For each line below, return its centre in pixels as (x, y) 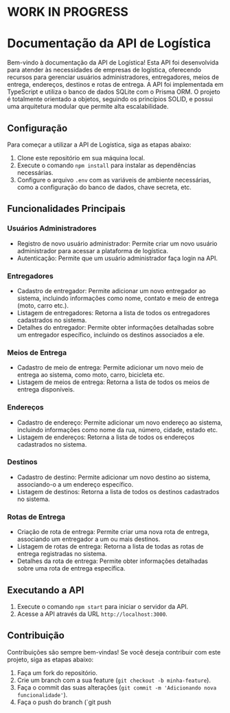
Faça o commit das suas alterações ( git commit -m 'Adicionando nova (117, 687)
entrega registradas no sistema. (62, 554)
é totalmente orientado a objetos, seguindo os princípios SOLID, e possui (110, 99)
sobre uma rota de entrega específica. (71, 568)
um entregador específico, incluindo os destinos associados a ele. (111, 334)
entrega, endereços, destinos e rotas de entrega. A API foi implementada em (115, 85)
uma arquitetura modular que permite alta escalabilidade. (88, 107)
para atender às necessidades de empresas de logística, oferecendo (104, 70)
